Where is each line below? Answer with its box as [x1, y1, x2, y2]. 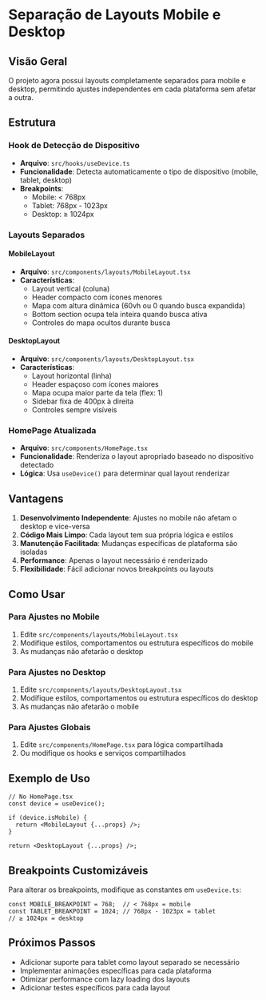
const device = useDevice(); [8, 800, 105, 808]
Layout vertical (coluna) [31, 283, 110, 293]
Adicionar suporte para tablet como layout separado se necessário [19, 957, 240, 966]
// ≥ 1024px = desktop [8, 914, 84, 922]
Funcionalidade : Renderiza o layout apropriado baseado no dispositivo [19, 452, 254, 461]
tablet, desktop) [19, 175, 73, 185]
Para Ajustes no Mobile [8, 611, 100, 622]
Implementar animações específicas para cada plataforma [19, 966, 212, 975]
